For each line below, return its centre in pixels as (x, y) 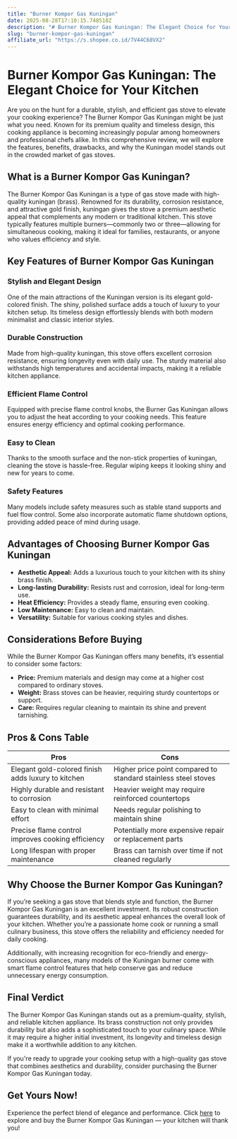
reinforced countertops (152, 798)
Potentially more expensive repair (169, 830)
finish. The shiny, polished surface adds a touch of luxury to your (125, 304)
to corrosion (31, 798)
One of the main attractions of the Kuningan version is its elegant (102, 297)
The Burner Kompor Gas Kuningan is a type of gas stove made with (105, 194)
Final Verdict (36, 998)
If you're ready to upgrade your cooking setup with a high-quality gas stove (117, 1058)
